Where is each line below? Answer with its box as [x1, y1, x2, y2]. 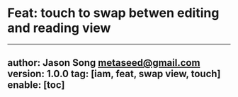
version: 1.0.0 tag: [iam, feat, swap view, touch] [7, 68, 221, 80]
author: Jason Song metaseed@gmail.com [7, 57, 200, 69]
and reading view [7, 20, 111, 36]
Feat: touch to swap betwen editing [7, 5, 220, 21]
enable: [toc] [7, 79, 65, 91]
